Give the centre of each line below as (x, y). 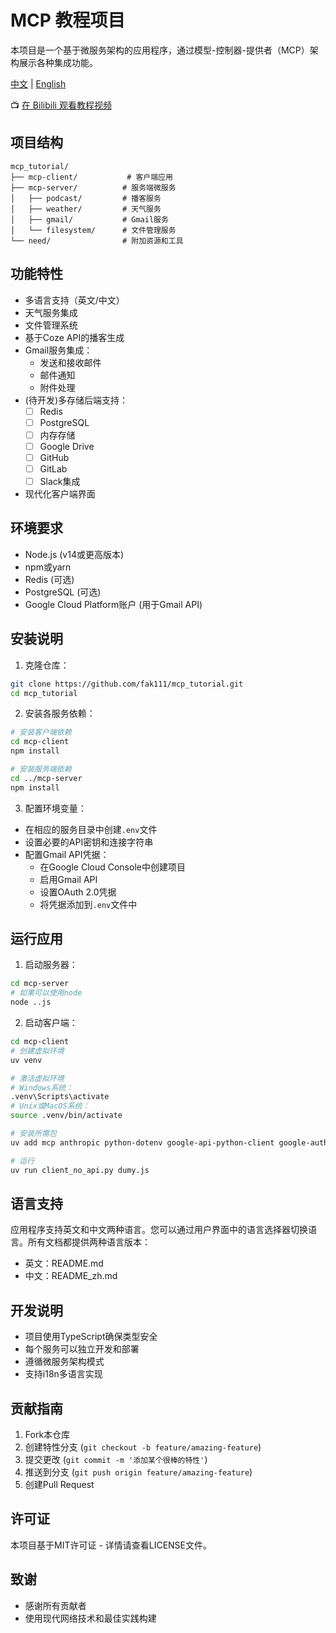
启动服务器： (51, 965)
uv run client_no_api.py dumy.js (80, 1170)
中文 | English (38, 83)
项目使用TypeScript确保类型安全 (91, 1337)
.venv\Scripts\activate (60, 1097)
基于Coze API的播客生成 (74, 337)
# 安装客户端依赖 (41, 732)
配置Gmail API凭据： (67, 854)
